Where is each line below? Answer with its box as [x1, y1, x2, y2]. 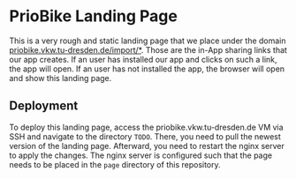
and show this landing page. [9, 72, 112, 83]
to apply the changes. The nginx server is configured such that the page [9, 150, 272, 160]
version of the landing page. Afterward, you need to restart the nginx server [9, 140, 285, 151]
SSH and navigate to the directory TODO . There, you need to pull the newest [9, 131, 281, 142]
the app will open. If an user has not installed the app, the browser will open [9, 63, 285, 74]
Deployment [9, 99, 79, 114]
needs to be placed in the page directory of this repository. [9, 159, 221, 169]
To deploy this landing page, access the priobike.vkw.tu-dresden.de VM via [9, 122, 285, 132]
